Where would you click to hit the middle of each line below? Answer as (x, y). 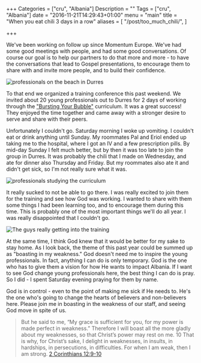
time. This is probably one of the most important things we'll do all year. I (96, 212)
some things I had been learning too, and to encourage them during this (95, 205)
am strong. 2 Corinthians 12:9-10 (61, 354)
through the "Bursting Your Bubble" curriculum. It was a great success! (94, 106)
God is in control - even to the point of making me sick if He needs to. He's (98, 291)
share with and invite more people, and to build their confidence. (86, 70)
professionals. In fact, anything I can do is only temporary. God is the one (97, 260)
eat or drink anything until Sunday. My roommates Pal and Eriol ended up (97, 137)
